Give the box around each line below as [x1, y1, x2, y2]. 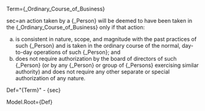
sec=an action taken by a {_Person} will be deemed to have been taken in [6, 17, 193, 24]
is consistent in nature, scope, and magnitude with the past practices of [15, 36, 197, 42]
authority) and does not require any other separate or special [15, 68, 170, 75]
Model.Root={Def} [6, 98, 53, 105]
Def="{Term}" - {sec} [6, 86, 61, 94]
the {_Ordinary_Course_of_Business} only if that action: [6, 24, 145, 31]
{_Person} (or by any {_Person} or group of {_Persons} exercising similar [15, 61, 199, 69]
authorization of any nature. [15, 75, 86, 82]
